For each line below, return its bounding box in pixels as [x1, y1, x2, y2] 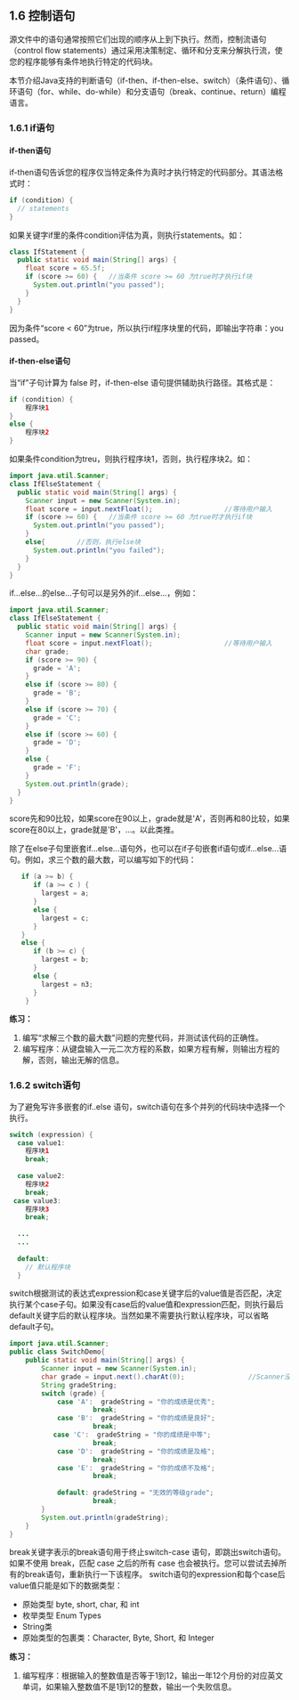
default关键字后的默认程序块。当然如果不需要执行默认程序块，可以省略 [9, 1310, 270, 1321]
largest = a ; [41, 889, 90, 898]
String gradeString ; [41, 1380, 117, 1389]
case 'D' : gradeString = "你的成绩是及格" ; [56, 1446, 215, 1456]
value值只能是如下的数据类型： [9, 1580, 123, 1591]
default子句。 [9, 1322, 60, 1332]
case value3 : [12, 1196, 62, 1205]
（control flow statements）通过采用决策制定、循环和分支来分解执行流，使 [9, 45, 283, 55]
